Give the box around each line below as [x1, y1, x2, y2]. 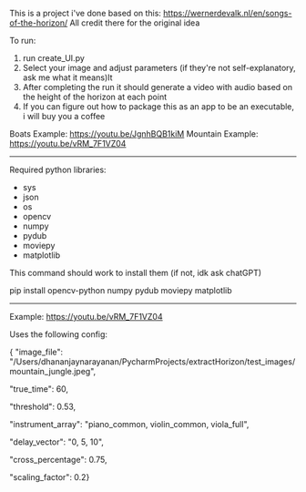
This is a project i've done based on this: [9, 8, 162, 18]
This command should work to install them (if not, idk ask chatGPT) [9, 268, 262, 278]
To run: [9, 36, 36, 46]
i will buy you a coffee [22, 111, 106, 121]
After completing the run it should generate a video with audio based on [22, 82, 293, 92]
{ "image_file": [9, 346, 64, 357]
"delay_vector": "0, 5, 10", [9, 436, 105, 447]
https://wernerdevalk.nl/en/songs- [163, 8, 292, 18]
